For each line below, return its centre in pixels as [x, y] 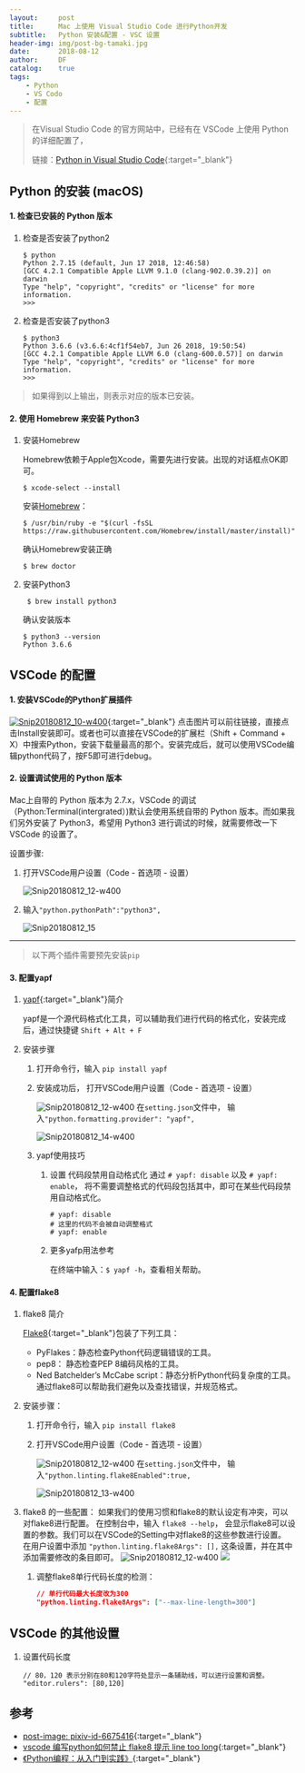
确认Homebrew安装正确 [67, 550]
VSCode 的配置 [53, 674]
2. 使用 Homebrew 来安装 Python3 [74, 418]
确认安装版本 [46, 619]
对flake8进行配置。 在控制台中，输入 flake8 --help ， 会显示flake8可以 [155, 1523]
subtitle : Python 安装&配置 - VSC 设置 [85, 35]
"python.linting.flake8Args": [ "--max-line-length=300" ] [146, 1603]
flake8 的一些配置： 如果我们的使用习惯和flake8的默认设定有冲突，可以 [155, 1512]
